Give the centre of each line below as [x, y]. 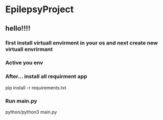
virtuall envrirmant [29, 49]
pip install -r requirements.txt [36, 87]
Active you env [24, 63]
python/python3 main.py [31, 112]
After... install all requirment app [46, 77]
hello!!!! [18, 28]
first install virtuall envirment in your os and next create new [82, 43]
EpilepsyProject [40, 9]
